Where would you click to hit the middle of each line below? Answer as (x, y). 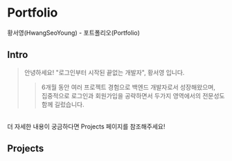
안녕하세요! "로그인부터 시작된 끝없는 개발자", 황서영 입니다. (104, 72)
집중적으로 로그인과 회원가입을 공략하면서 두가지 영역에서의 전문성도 (133, 95)
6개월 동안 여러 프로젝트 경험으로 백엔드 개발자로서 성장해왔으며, (128, 87)
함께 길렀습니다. (63, 104)
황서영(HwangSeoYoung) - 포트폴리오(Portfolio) (73, 32)
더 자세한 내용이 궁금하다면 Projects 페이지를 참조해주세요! (86, 126)
